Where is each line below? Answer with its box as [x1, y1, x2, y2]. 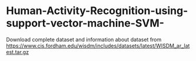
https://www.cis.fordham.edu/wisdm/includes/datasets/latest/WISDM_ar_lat [6, 42, 190, 49]
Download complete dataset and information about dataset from [6, 36, 162, 43]
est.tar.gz [6, 48, 29, 55]
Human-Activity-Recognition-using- [6, 4, 188, 18]
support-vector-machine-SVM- [6, 16, 165, 30]
